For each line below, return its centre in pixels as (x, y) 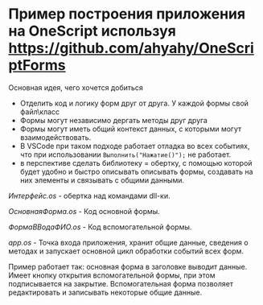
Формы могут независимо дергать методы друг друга (113, 120)
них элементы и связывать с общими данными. (102, 180)
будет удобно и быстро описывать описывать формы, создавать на (136, 171)
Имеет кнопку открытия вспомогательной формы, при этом (112, 275)
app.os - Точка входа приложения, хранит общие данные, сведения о (128, 242)
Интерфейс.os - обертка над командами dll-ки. (89, 196)
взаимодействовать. (55, 137)
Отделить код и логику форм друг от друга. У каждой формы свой (134, 103)
